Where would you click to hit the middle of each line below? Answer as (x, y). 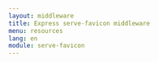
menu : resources (36, 31)
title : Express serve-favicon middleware (79, 23)
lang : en (23, 38)
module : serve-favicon (47, 46)
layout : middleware (41, 16)
